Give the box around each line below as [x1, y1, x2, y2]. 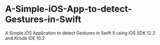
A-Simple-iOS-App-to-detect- [5, 3, 132, 15]
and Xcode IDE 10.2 [5, 35, 45, 41]
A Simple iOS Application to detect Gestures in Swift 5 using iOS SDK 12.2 [5, 30, 156, 36]
